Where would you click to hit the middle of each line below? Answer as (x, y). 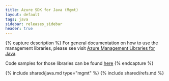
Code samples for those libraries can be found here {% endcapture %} (79, 63)
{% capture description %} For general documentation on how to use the (82, 43)
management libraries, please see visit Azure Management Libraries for (80, 48)
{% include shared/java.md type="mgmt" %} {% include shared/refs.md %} (85, 73)
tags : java (17, 19)
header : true (19, 29)
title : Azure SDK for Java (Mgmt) (42, 10)
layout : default (22, 15)
